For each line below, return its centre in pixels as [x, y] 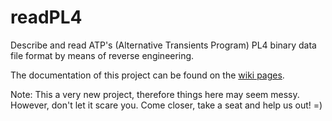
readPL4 [46, 17]
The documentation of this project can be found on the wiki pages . [147, 75]
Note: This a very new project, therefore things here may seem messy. [155, 94]
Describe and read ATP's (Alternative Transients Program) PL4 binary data [163, 45]
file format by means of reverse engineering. [102, 55]
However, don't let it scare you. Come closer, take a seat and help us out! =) [166, 105]
